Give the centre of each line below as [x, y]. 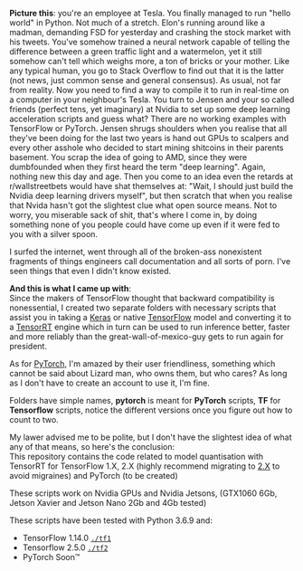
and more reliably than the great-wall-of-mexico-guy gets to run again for [147, 337]
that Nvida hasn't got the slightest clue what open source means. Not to [143, 205]
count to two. [34, 419]
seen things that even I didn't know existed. [90, 271]
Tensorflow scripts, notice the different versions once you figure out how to [151, 410]
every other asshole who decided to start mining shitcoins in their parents [147, 148]
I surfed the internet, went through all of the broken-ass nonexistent [136, 252]
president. [28, 346]
